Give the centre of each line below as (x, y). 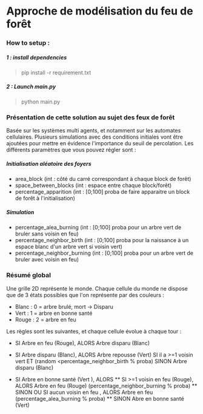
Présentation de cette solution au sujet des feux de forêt (91, 117)
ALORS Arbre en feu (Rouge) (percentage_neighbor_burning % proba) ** (106, 386)
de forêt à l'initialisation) (45, 199)
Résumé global (29, 275)
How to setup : (28, 43)
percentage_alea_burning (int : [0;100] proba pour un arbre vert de (98, 228)
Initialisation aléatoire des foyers (49, 163)
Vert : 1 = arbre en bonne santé (54, 313)
